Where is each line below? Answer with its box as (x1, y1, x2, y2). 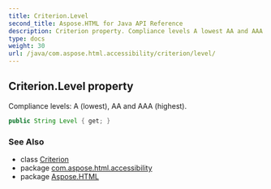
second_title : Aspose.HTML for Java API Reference (8, 19, 183, 28)
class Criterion (19, 154, 69, 164)
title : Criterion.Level (8, 11, 89, 20)
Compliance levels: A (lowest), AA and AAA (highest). (8, 101, 187, 110)
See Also (8, 135, 45, 147)
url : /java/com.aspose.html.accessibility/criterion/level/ (8, 49, 217, 58)
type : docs (8, 34, 45, 43)
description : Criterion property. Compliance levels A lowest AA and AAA (8, 27, 264, 35)
